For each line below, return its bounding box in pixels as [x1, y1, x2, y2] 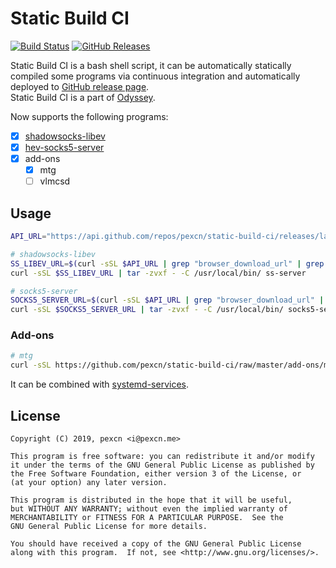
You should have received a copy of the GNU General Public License [10, 539, 302, 549]
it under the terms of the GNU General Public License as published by [10, 460, 315, 471]
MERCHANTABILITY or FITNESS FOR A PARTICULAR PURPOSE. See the [10, 513, 284, 523]
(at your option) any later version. [10, 478, 168, 488]
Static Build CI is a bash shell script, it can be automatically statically [10, 59, 292, 71]
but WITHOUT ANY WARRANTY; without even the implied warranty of [10, 504, 288, 514]
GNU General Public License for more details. [10, 522, 208, 532]
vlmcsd [39, 175, 71, 187]
